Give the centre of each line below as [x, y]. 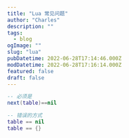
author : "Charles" [33, 20]
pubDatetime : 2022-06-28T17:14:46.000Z [64, 59]
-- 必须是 [20, 97]
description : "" [30, 26]
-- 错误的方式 [25, 116]
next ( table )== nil [32, 103]
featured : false [30, 71]
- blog [23, 39]
